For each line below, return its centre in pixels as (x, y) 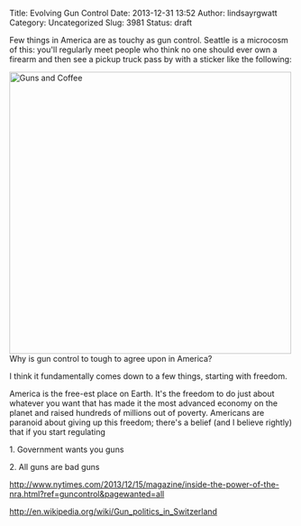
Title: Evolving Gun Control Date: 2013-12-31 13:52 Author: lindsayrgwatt (143, 13)
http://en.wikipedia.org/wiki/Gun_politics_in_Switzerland (114, 512)
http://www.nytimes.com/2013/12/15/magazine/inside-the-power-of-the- (144, 484)
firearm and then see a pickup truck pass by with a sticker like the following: (150, 59)
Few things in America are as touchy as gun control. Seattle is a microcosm (149, 40)
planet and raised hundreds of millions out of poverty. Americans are (137, 413)
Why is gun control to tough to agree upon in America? (111, 359)
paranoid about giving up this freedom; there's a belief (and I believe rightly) (151, 422)
